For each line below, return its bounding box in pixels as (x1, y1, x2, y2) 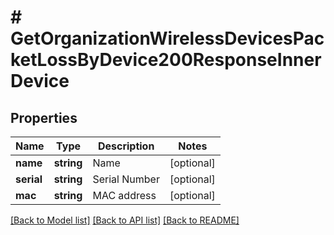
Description (97, 139, 155, 153)
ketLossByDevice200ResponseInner (10, 49, 322, 71)
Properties (10, 109, 78, 126)
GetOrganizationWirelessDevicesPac (10, 27, 325, 50)
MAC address (92, 189, 157, 202)
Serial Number (92, 172, 160, 186)
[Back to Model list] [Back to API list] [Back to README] (10, 214, 240, 226)
